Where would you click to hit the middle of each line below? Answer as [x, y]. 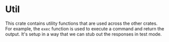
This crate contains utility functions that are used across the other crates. [81, 23]
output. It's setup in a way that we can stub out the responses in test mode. [83, 34]
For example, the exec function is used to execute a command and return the [85, 28]
